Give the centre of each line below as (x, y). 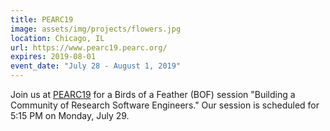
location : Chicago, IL (57, 38)
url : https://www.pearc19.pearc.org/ (89, 47)
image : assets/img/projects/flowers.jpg (96, 29)
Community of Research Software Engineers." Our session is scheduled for (165, 105)
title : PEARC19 (42, 19)
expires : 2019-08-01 (53, 57)
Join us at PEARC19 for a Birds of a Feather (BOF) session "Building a (153, 94)
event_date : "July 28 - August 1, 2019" (96, 66)
